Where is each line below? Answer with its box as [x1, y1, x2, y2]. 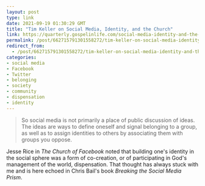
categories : [6, 54, 37, 60]
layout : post [6, 9, 40, 15]
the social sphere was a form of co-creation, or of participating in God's [6, 154, 187, 162]
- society [6, 83, 32, 89]
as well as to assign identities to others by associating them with [21, 129, 183, 137]
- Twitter [6, 71, 32, 77]
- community [6, 88, 37, 95]
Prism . [6, 173, 23, 181]
